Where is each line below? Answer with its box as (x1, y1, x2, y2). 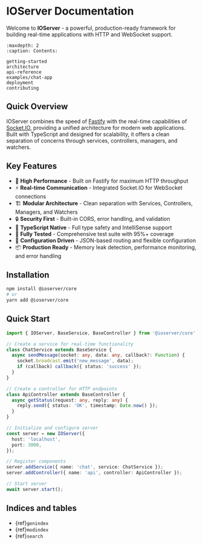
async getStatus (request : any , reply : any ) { (11, 397, 129, 403)
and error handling (14, 252, 62, 259)
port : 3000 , (11, 442, 42, 448)
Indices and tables (6, 503, 77, 513)
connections (14, 192, 47, 200)
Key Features (6, 161, 57, 171)
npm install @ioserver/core (6, 286, 77, 292)
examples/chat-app (6, 74, 53, 80)
